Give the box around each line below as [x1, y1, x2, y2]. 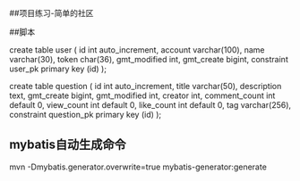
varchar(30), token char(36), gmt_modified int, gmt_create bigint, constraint [9, 54, 288, 64]
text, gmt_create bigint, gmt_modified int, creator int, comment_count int [9, 90, 276, 101]
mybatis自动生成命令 [9, 137, 127, 152]
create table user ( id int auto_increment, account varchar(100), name [9, 45, 265, 55]
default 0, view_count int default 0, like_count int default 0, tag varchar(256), [9, 100, 292, 110]
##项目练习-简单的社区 [9, 8, 94, 18]
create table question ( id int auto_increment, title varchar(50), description [9, 81, 282, 91]
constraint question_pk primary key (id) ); [9, 110, 162, 119]
